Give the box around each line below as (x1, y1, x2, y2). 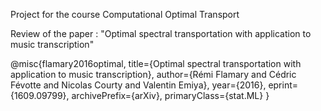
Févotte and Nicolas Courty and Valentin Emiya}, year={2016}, (10, 79, 267, 91)
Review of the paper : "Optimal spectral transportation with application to (10, 28, 312, 39)
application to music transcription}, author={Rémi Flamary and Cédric (10, 69, 297, 80)
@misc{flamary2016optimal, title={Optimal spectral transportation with (10, 58, 302, 69)
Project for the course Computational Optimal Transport (10, 9, 240, 20)
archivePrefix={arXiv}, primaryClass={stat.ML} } (71, 90, 270, 101)
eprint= (268, 79, 299, 91)
